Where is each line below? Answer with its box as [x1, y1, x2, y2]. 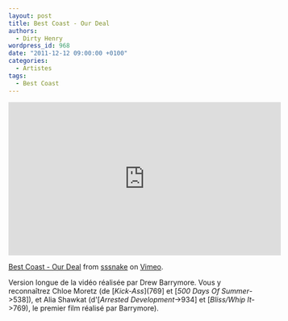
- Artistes [15, 65, 52, 73]
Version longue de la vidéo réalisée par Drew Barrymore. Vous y [8, 277, 222, 287]
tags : [8, 72, 27, 80]
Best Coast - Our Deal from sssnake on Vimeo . [8, 261, 164, 271]
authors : [8, 27, 38, 35]
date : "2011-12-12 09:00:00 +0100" [8, 49, 128, 57]
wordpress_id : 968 [8, 42, 70, 50]
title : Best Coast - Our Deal [8, 19, 111, 27]
